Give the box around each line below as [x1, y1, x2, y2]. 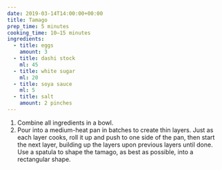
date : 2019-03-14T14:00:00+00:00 [7, 10, 103, 17]
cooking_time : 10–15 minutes [7, 29, 91, 36]
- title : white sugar [13, 67, 76, 74]
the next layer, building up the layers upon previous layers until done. [17, 140, 213, 149]
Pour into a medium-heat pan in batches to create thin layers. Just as [17, 125, 214, 134]
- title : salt [13, 94, 54, 100]
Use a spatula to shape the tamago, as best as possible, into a [17, 147, 194, 156]
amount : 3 [19, 49, 48, 56]
